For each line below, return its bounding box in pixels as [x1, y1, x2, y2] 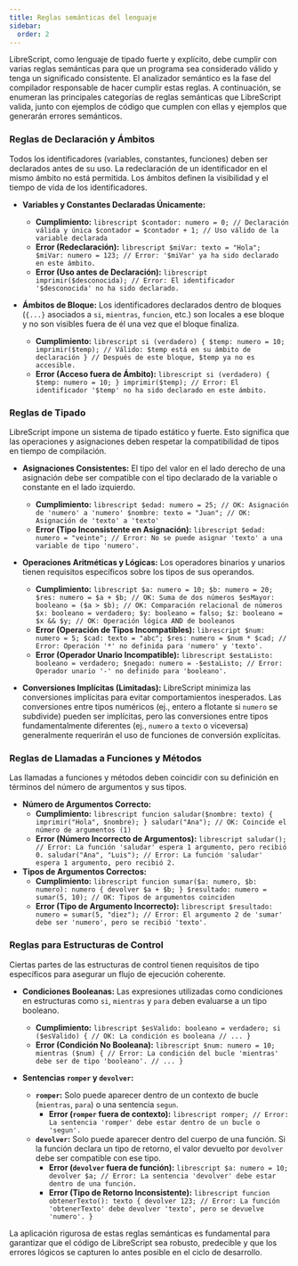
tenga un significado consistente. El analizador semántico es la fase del [9, 73, 271, 84]
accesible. [35, 360, 77, 370]
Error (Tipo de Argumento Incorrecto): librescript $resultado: [35, 901, 273, 912]
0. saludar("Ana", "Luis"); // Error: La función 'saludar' [35, 851, 263, 860]
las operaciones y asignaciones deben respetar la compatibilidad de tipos [9, 436, 279, 447]
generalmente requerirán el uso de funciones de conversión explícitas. [21, 729, 282, 740]
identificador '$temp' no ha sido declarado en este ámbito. [35, 385, 267, 395]
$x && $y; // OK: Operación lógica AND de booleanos [35, 616, 236, 625]
